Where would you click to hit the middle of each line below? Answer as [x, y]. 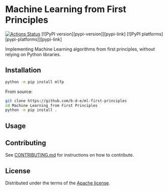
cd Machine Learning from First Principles [52, 105]
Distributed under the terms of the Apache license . [58, 183]
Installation [23, 70]
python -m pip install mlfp [35, 82]
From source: [19, 91]
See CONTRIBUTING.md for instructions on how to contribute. [70, 155]
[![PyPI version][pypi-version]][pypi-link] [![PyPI [91, 34]
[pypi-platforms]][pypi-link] [33, 39]
